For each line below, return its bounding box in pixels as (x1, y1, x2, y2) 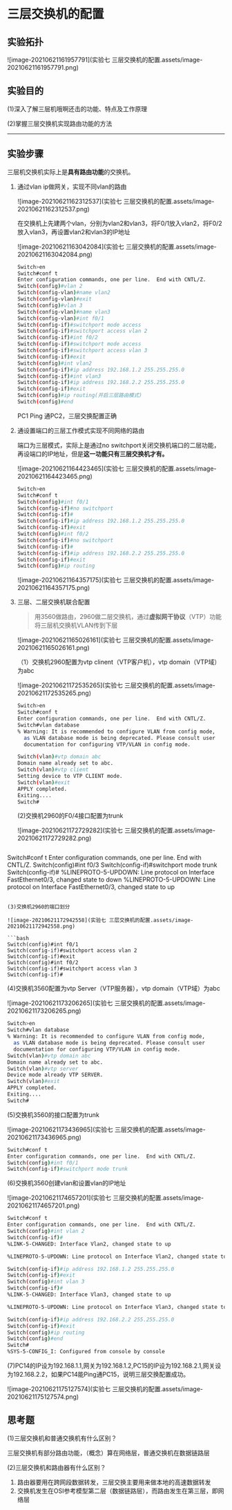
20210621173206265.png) (7, 1006, 81, 1015)
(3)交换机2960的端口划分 (7, 904, 70, 910)
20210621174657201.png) (7, 1201, 80, 1210)
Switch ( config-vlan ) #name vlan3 (17, 308, 110, 315)
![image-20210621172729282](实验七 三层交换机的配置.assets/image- (17, 826, 216, 834)
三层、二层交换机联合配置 (17, 598, 90, 606)
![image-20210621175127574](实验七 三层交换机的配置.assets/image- (7, 1385, 204, 1393)
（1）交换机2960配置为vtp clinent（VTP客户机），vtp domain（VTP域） (17, 658, 221, 667)
